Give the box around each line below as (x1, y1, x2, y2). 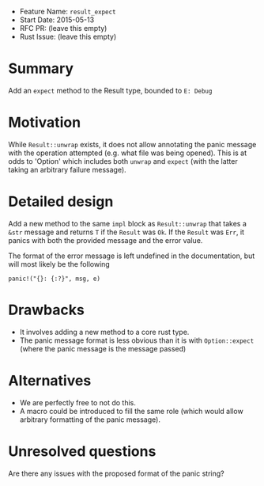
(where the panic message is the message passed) (19, 344, 187, 353)
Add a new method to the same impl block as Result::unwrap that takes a (8, 218, 247, 228)
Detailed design (8, 193, 114, 211)
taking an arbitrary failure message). (8, 165, 126, 174)
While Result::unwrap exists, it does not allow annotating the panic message (8, 139, 257, 149)
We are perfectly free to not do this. (19, 397, 136, 407)
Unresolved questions (8, 442, 157, 460)
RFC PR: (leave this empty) (19, 24, 107, 32)
